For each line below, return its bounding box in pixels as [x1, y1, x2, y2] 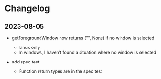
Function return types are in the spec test [19, 68, 102, 74]
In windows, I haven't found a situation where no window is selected [19, 49, 157, 55]
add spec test [11, 59, 40, 64]
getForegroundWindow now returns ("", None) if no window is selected [11, 35, 155, 41]
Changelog [4, 3, 50, 14]
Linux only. [19, 45, 41, 50]
